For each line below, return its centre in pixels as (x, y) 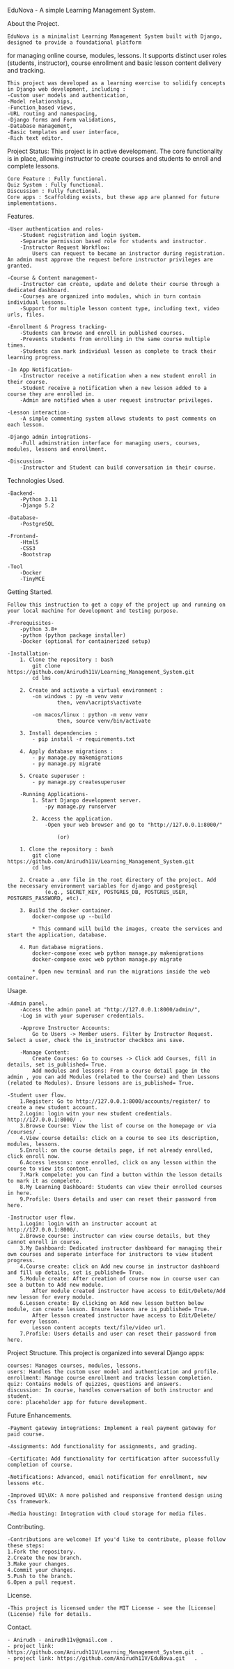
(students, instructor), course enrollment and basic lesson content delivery (114, 63)
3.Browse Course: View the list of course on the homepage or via (118, 1126)
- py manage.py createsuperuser (79, 782)
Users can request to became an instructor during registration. (129, 254)
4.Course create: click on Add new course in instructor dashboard (119, 1266)
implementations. (32, 203)
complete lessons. (33, 166)
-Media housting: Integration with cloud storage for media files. (107, 1514)
